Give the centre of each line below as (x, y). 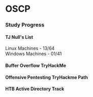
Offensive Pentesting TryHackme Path (46, 77)
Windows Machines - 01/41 (34, 54)
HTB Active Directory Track (35, 89)
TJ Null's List (19, 37)
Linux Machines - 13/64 (30, 48)
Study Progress (25, 25)
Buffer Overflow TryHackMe (36, 65)
